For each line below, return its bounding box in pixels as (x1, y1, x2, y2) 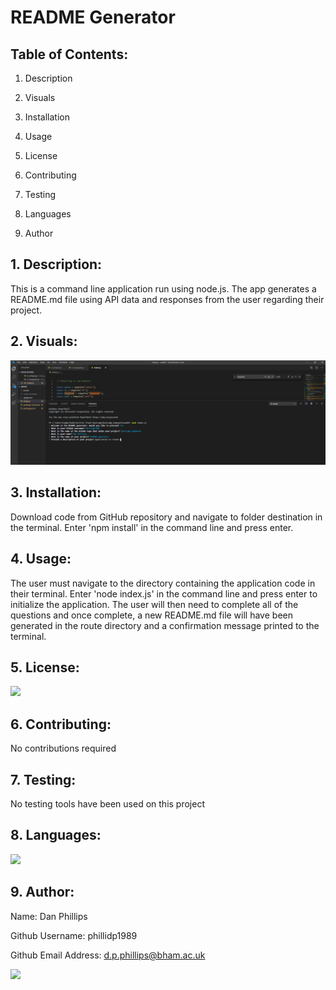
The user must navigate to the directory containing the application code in (10, 577, 316, 589)
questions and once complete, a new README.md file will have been (10, 609, 293, 621)
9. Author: (10, 884, 75, 901)
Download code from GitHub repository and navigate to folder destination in (10, 511, 323, 523)
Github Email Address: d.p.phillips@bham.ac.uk (10, 949, 206, 961)
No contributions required (10, 742, 117, 755)
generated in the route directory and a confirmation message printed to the (10, 619, 320, 631)
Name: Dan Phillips (10, 910, 88, 922)
